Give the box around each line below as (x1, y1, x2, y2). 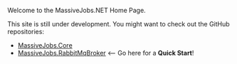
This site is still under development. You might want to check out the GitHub (7, 20, 230, 28)
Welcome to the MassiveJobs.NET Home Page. (7, 6, 146, 14)
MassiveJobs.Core (17, 41, 73, 49)
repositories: (7, 28, 45, 36)
